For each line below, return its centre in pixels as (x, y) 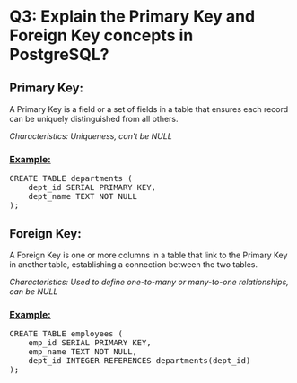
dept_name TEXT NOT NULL (83, 196)
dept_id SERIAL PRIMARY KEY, (92, 187)
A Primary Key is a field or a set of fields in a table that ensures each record (149, 109)
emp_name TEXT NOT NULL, (83, 352)
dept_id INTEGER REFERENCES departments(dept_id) (140, 361)
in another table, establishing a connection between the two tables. (134, 265)
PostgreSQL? (59, 55)
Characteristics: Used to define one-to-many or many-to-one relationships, (149, 282)
